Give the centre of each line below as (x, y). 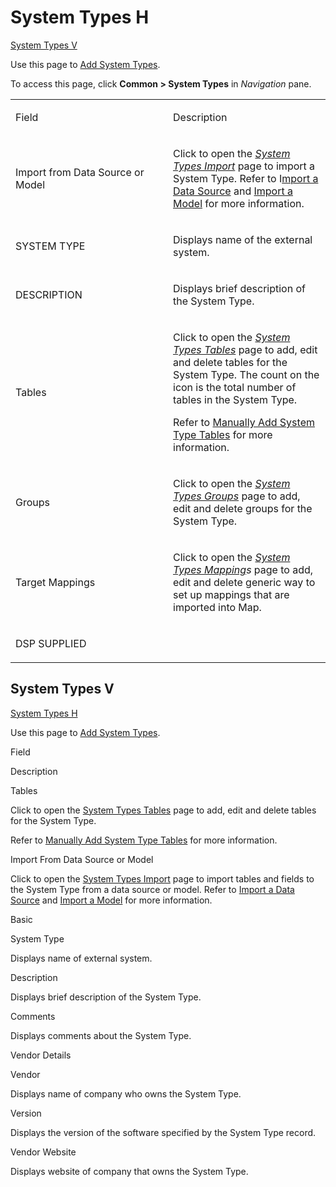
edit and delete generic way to (244, 582)
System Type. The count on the (246, 374)
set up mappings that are (231, 594)
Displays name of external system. (81, 958)
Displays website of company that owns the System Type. (129, 1171)
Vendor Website (43, 1152)
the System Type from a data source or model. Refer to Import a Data (152, 889)
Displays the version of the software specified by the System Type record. (163, 1132)
